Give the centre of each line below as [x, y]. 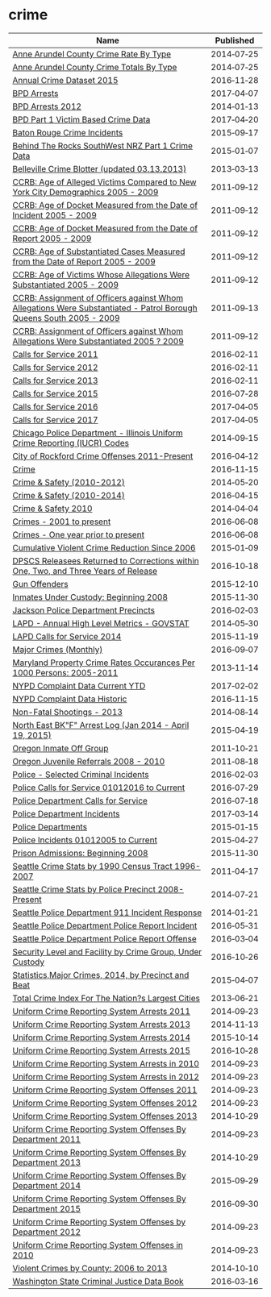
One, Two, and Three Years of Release [85, 571]
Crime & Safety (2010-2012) [69, 482]
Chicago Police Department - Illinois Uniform [98, 433]
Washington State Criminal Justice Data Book [98, 1281]
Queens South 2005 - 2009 [66, 318]
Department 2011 [47, 1139]
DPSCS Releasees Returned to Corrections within [106, 560]
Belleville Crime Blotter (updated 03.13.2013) [100, 168]
